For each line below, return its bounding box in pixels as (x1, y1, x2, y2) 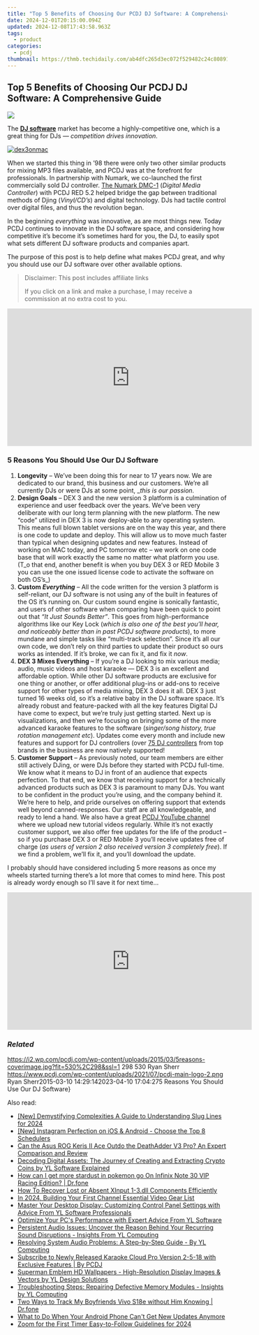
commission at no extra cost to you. (24, 294, 128, 302)
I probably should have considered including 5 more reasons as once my (7, 863, 216, 872)
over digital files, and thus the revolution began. (7, 203, 145, 212)
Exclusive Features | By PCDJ (17, 1260, 103, 1269)
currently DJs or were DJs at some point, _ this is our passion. (17, 486, 195, 495)
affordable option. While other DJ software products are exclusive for (17, 671, 217, 680)
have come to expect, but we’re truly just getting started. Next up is (17, 708, 212, 717)
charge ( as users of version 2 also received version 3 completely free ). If (17, 842, 228, 851)
